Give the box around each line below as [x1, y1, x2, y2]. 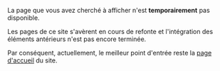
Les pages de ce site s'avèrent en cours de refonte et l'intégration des [7, 28, 214, 35]
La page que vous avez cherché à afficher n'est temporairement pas [7, 6, 210, 14]
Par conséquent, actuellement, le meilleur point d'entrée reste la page [7, 49, 212, 57]
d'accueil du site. [7, 56, 58, 65]
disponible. [7, 13, 41, 22]
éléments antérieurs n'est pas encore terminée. [7, 35, 147, 43]
